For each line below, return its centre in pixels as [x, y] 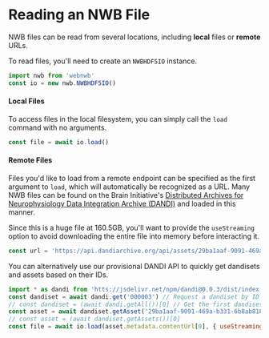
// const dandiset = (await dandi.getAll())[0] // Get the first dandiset [136, 304]
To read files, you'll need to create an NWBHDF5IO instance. [103, 61]
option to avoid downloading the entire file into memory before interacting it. [134, 236]
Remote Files [30, 160]
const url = [28, 251]
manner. [22, 212]
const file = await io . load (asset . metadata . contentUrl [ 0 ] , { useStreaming [136, 327]
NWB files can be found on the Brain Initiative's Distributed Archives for [126, 195]
